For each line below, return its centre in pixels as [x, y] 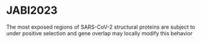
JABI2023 [32, 10]
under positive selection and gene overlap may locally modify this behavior [100, 33]
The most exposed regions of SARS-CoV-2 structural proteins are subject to [101, 27]
